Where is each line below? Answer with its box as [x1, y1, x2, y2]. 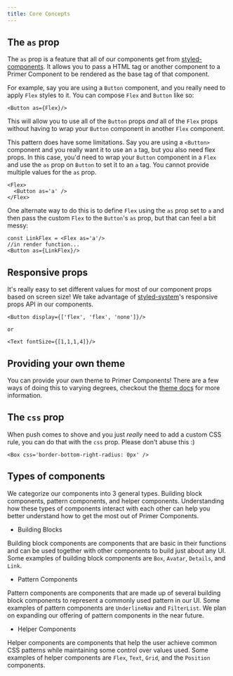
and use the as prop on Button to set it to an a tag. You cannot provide [7, 161, 209, 169]
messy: [7, 221, 29, 230]
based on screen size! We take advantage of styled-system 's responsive [7, 293, 218, 301]
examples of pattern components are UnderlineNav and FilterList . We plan [7, 603, 227, 612]
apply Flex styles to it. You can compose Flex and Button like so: [7, 91, 194, 99]
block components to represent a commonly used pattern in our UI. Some [7, 596, 220, 604]
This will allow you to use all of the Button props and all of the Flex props [7, 117, 218, 125]
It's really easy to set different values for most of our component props [7, 285, 212, 294]
